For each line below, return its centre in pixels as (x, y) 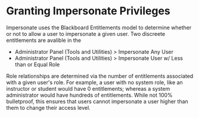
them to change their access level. (48, 107)
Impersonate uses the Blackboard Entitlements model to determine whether (99, 27)
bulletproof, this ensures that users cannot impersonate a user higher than (97, 101)
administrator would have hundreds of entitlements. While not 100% (89, 95)
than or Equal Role (37, 64)
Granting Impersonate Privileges (88, 11)
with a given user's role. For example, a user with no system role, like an (94, 82)
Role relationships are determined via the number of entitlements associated (100, 76)
